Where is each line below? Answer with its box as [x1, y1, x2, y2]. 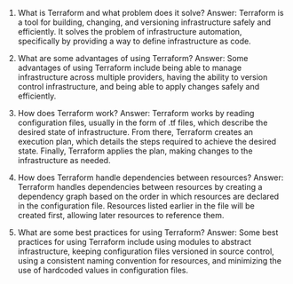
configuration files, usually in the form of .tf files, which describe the [17, 117, 268, 128]
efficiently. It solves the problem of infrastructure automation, [17, 27, 242, 36]
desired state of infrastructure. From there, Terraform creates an [17, 127, 254, 137]
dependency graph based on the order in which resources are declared [17, 191, 280, 201]
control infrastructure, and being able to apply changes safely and [17, 82, 260, 91]
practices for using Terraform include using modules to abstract [17, 237, 251, 247]
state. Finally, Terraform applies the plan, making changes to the [17, 146, 253, 156]
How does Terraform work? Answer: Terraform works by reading [17, 108, 255, 118]
